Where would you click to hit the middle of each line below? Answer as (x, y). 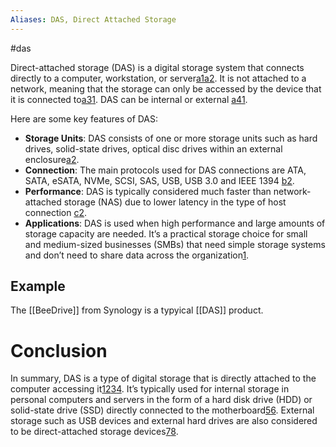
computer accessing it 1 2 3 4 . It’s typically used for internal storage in (150, 389)
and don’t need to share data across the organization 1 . (137, 255)
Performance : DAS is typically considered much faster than (148, 191)
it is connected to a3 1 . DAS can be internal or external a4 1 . (129, 99)
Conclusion (59, 350)
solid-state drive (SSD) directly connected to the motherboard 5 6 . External (162, 410)
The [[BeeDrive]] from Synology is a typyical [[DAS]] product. (137, 310)
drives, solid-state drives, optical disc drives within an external (153, 148)
